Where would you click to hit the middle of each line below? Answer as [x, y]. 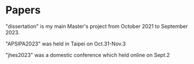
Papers [23, 10]
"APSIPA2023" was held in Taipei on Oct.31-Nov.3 [66, 44]
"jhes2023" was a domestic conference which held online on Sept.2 [88, 55]
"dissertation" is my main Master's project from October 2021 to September [97, 26]
